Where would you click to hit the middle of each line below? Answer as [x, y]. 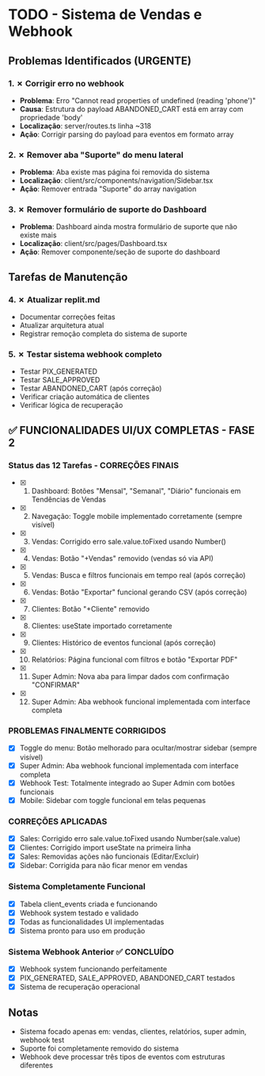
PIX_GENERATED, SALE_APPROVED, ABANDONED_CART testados [127, 978]
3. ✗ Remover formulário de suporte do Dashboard [108, 209]
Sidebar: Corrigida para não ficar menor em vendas [104, 866]
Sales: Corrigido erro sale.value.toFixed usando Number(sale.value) [130, 838]
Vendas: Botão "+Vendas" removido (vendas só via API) [122, 559]
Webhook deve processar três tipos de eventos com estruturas [122, 1057]
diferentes [36, 1066]
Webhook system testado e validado [79, 913]
